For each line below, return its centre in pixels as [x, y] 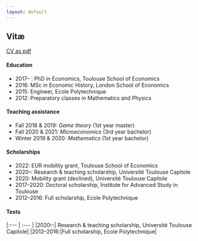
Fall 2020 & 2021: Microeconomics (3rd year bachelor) [83, 132]
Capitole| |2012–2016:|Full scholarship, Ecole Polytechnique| [82, 232]
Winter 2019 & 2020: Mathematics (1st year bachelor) [82, 138]
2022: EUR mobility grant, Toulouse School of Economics [87, 166]
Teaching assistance [33, 112]
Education [19, 65]
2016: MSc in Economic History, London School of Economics [92, 85]
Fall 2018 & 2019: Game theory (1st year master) [75, 125]
